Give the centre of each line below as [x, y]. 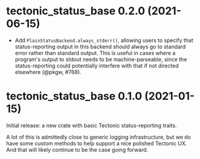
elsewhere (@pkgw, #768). [48, 72]
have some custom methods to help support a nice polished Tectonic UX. [97, 143]
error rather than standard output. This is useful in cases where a [95, 53]
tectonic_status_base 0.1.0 [74, 96]
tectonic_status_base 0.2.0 [76, 11]
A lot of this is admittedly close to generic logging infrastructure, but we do [99, 137]
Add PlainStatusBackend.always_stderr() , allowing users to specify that [104, 40]
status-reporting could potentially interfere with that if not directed [97, 65]
